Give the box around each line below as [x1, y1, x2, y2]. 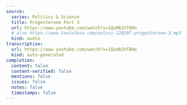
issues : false [11, 79, 46, 85]
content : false [11, 62, 49, 69]
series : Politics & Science [11, 14, 80, 20]
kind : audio [11, 36, 41, 41]
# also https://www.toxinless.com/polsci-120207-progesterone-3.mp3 [11, 30, 182, 36]
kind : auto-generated [11, 52, 64, 58]
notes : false [11, 85, 43, 90]
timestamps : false [11, 90, 57, 96]
